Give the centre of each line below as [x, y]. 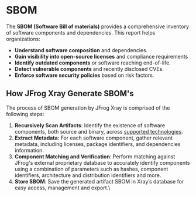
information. [29, 150]
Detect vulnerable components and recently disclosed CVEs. [89, 69]
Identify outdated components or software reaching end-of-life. [92, 63]
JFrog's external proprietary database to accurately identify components [102, 162]
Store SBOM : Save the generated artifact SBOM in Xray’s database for [99, 181]
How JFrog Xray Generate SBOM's [70, 94]
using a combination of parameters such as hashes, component [91, 169]
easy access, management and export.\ [62, 188]
